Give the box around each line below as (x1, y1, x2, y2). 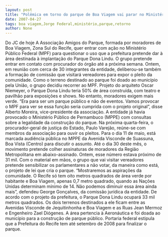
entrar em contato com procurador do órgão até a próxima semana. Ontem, (5, 61, 160, 67)
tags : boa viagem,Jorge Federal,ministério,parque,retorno (5, 21, 131, 27)
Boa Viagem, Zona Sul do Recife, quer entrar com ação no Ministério (5, 45, 146, 51)
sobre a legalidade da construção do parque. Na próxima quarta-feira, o (5, 120, 153, 126)
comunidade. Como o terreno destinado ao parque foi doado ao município (5, 77, 158, 83)
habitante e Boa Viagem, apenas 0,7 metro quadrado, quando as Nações (5, 178, 155, 184)
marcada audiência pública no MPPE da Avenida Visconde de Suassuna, (5, 136, 154, 142)
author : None (5, 26, 32, 31)
